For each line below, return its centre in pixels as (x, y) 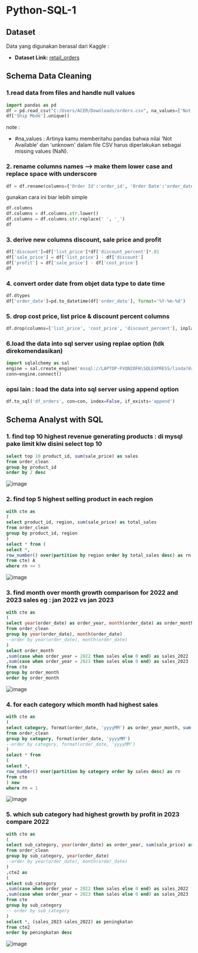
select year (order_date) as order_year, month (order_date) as (84, 623)
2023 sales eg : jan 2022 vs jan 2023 (60, 600)
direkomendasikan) (34, 351)
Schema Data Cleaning (49, 76)
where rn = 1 (22, 788)
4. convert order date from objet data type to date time (85, 283)
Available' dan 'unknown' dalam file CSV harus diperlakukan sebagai (98, 145)
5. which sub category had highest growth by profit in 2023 (93, 814)
